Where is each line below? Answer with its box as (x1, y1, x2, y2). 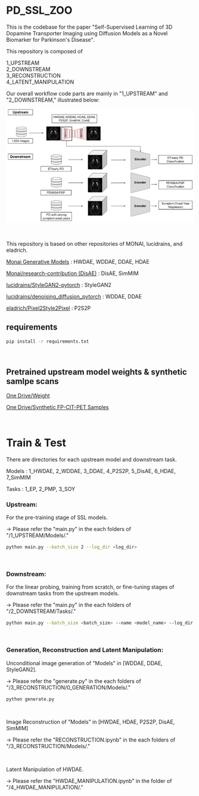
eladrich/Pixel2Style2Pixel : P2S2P (6, 304, 91, 312)
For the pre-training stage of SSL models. (6, 514, 108, 521)
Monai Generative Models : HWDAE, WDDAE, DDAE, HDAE (6, 258, 150, 266)
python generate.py (6, 696, 55, 702)
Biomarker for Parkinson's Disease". (6, 36, 95, 43)
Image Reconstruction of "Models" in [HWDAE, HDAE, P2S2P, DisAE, (6, 718, 175, 725)
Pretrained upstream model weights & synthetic (6, 367, 188, 377)
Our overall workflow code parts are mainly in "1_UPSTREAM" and (6, 90, 168, 97)
